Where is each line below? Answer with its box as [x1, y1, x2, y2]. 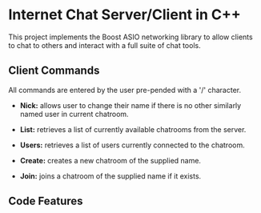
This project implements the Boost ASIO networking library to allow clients [8, 32, 254, 42]
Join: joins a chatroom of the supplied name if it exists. [19, 171, 202, 181]
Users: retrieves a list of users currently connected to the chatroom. [19, 140, 246, 150]
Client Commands [8, 64, 100, 78]
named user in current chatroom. [19, 109, 130, 119]
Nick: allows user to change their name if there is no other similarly [19, 100, 242, 110]
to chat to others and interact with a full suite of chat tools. [8, 40, 202, 50]
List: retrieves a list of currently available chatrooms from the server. [19, 124, 247, 134]
